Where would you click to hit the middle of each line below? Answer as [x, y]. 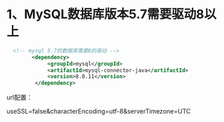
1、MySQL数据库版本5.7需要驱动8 [105, 14]
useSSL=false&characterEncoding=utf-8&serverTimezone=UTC [99, 112]
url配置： [20, 98]
